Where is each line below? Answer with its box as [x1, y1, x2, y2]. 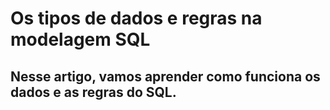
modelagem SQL [10, 28, 151, 51]
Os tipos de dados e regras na [10, 7, 263, 30]
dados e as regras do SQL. [10, 83, 177, 101]
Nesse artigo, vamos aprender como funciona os [10, 68, 321, 85]
